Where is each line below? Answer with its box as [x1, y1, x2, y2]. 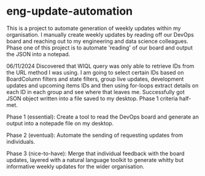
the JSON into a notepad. [6, 50, 71, 57]
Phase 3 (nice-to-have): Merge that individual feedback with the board [6, 150, 185, 157]
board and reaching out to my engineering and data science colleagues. [6, 37, 188, 45]
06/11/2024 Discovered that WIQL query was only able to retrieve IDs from [6, 62, 195, 70]
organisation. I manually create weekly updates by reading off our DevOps [6, 31, 195, 38]
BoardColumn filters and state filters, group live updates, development [6, 75, 184, 82]
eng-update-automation [6, 4, 133, 18]
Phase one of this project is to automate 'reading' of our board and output [6, 44, 193, 51]
